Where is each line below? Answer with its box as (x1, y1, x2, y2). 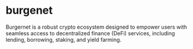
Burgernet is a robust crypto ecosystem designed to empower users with (5, 23, 188, 30)
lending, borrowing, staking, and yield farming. (5, 36, 122, 43)
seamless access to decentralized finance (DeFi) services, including (5, 29, 176, 36)
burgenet (5, 4, 53, 17)
